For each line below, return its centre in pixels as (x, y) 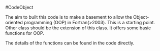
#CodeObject (19, 7)
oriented (14, 22)
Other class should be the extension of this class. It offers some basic (78, 28)
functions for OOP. (25, 33)
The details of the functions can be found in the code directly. (70, 43)
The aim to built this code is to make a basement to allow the (69, 17)
